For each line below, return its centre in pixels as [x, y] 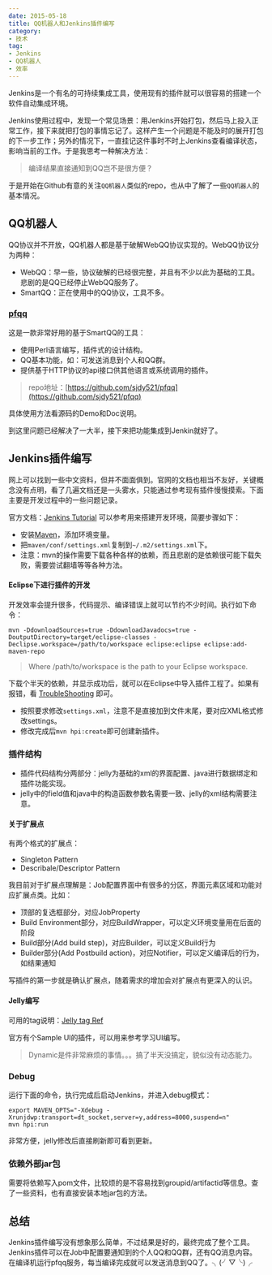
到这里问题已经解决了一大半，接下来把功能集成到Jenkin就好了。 [115, 430]
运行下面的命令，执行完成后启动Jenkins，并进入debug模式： [110, 1095]
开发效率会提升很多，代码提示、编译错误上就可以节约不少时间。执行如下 [129, 604]
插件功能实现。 [45, 784]
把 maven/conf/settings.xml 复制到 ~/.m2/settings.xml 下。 [116, 544]
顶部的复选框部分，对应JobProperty [80, 912]
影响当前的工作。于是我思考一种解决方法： [79, 150]
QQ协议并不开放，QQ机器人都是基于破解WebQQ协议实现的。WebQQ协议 [130, 244]
